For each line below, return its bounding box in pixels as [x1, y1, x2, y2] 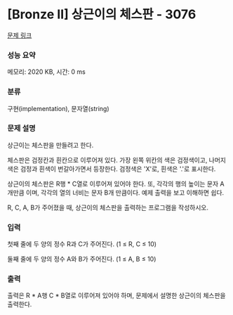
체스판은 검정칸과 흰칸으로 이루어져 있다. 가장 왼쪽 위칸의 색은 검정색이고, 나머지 [7, 155, 227, 164]
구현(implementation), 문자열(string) [7, 104, 110, 112]
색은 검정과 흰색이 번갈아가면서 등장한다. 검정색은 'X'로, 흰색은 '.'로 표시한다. [7, 165, 216, 173]
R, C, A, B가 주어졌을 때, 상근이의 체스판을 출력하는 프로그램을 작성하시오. [7, 203, 209, 212]
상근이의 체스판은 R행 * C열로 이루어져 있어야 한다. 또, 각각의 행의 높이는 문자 [7, 179, 219, 188]
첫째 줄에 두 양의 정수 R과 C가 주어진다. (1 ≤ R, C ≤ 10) [7, 240, 157, 248]
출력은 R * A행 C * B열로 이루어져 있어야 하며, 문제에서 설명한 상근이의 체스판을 [7, 291, 226, 300]
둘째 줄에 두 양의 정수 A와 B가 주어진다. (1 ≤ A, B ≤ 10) [7, 255, 157, 264]
